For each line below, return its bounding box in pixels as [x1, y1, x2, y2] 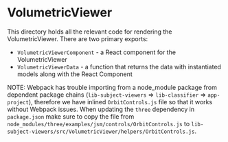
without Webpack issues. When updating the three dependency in [7, 105, 195, 113]
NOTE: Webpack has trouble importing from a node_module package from [7, 83, 218, 91]
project [7, 99, 30, 106]
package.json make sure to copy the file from [7, 112, 135, 121]
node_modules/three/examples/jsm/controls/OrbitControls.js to [7, 119, 190, 128]
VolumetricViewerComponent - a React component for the [16, 48, 176, 56]
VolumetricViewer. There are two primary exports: [7, 34, 148, 43]
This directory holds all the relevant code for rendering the [7, 27, 173, 36]
